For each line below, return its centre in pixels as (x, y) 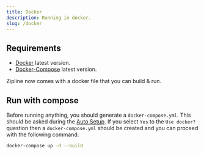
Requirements (34, 48)
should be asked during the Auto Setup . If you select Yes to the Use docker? (101, 122)
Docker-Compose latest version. (56, 69)
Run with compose (43, 101)
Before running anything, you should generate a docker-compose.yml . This (99, 115)
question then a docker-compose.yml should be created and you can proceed (102, 128)
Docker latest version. (43, 63)
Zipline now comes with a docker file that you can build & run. (84, 81)
